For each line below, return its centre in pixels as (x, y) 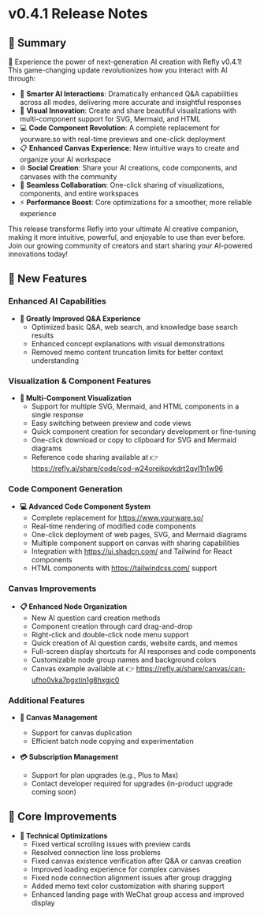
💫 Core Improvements (63, 817)
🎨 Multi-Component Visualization (75, 398)
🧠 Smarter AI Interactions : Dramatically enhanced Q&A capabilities (129, 94)
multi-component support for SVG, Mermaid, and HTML (110, 119)
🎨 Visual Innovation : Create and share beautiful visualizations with (128, 110)
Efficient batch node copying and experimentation (113, 741)
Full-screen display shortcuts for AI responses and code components (143, 651)
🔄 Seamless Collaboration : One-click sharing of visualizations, (122, 185)
